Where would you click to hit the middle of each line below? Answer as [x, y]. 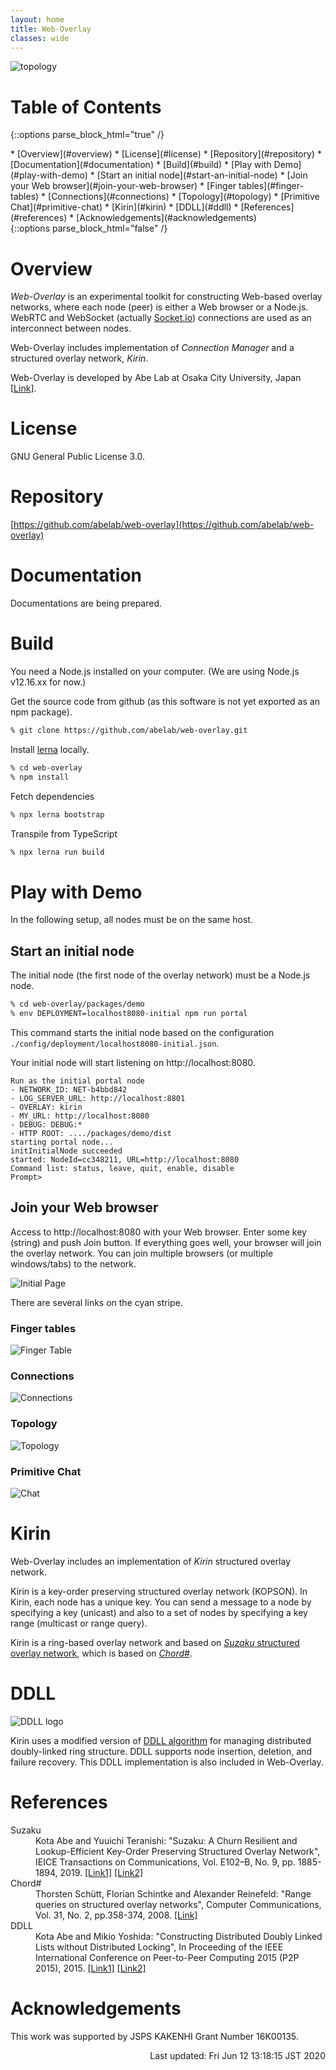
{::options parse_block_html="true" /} [87, 135]
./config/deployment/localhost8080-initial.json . [115, 1043]
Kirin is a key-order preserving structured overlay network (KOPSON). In [159, 1591]
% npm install [40, 777]
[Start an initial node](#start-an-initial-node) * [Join [202, 175]
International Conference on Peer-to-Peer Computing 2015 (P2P [167, 1957]
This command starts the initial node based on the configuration [142, 1032]
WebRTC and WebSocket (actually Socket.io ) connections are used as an [161, 318]
